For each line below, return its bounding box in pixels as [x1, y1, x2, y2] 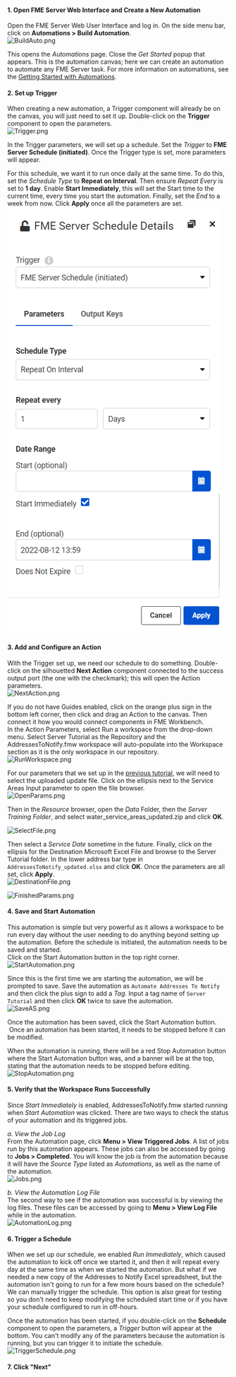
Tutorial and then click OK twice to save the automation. [7, 996, 174, 1005]
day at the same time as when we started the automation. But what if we [7, 1265, 217, 1274]
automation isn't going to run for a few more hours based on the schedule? [7, 1280, 225, 1289]
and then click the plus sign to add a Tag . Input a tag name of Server [7, 989, 206, 998]
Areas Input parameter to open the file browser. [7, 784, 145, 792]
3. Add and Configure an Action [7, 643, 101, 651]
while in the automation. [7, 1211, 77, 1219]
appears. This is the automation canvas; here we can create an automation [7, 57, 224, 66]
